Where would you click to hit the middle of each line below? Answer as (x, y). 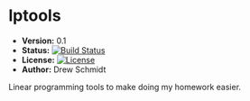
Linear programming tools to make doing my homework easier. (125, 87)
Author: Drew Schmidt (64, 69)
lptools (35, 16)
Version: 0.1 (44, 41)
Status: (36, 50)
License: (38, 60)
